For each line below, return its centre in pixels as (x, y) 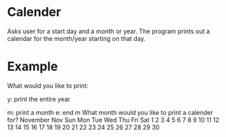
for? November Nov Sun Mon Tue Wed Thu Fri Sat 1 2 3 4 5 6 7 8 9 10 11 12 (113, 120)
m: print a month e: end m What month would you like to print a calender (110, 112)
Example (32, 67)
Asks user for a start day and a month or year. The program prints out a (109, 31)
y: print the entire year (39, 99)
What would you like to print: (48, 85)
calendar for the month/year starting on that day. (77, 38)
